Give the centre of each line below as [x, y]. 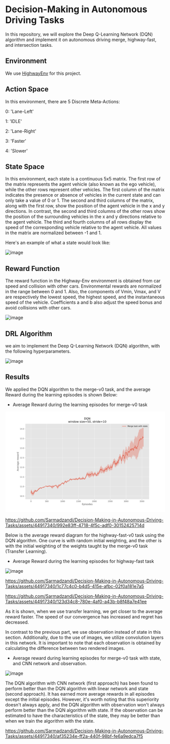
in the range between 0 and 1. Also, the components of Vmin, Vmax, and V [83, 292]
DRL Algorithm [29, 334]
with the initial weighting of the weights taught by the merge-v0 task [77, 546]
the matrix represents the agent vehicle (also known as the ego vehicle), [81, 184]
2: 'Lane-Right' [21, 131]
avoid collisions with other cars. [38, 308]
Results [18, 377]
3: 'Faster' [16, 141]
